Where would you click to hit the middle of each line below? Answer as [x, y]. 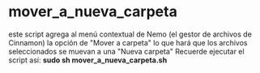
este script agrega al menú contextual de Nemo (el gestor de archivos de [130, 34]
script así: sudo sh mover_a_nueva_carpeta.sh [88, 60]
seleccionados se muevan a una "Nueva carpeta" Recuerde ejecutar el [126, 51]
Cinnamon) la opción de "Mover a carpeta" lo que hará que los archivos [128, 42]
